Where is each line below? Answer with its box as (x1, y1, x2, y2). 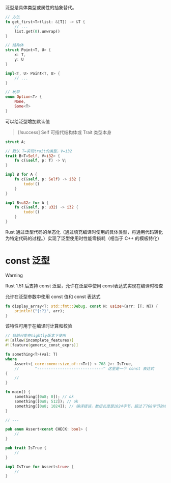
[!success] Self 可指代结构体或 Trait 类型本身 (17, 129, 112, 135)
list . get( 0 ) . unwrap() (14, 29, 60, 34)
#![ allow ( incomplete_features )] (5, 338, 74, 343)
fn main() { (5, 389, 31, 395)
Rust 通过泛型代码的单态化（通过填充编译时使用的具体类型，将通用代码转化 (5, 229, 163, 235)
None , (14, 99, 26, 104)
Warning (5, 272, 23, 278)
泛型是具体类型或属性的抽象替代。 (5, 5, 77, 10)
